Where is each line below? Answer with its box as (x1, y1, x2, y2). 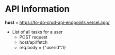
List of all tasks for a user (12, 29, 63, 35)
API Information (5, 3, 70, 15)
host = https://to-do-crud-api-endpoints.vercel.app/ (5, 19, 110, 25)
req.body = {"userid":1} (19, 44, 66, 50)
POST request (19, 34, 48, 40)
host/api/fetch (19, 39, 48, 45)
